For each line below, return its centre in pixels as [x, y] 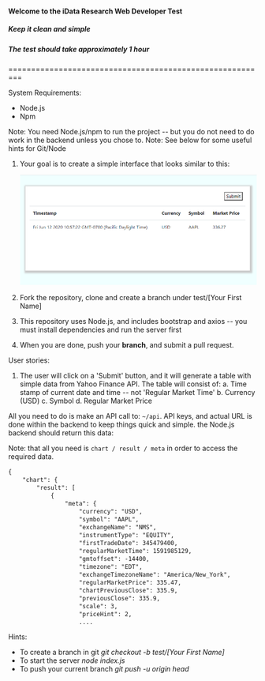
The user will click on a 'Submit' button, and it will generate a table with [135, 375]
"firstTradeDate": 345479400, [128, 543]
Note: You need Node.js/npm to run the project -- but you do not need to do [131, 131]
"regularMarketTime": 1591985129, [135, 551]
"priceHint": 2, [105, 614]
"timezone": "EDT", [111, 566]
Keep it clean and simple [49, 29]
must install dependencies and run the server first [101, 329]
